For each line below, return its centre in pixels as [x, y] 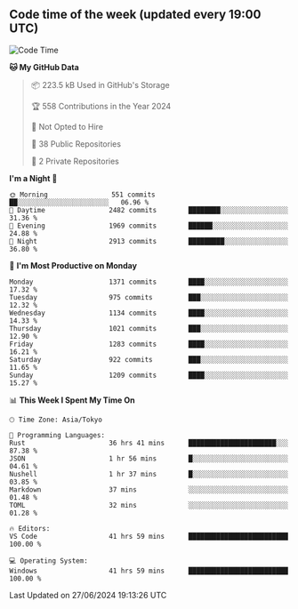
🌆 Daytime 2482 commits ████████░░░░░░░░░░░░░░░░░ [149, 210]
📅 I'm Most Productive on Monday [73, 265]
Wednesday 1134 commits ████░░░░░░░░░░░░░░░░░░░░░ [149, 313]
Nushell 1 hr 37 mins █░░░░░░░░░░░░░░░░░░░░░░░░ [149, 474]
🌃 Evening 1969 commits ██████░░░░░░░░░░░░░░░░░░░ [149, 226]
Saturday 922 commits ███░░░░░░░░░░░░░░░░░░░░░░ [149, 359]
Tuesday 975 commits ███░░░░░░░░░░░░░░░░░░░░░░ [149, 297]
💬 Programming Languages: [57, 435]
